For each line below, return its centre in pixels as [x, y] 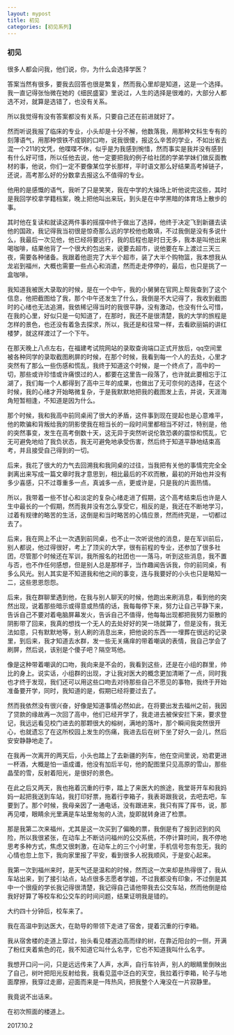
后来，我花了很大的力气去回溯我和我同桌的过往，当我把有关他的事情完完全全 [117, 465]
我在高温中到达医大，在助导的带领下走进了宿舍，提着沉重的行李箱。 [105, 926]
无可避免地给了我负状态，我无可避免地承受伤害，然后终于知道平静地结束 [111, 441]
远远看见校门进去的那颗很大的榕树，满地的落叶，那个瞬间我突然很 [120, 723]
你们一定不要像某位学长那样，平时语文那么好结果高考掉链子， [138, 166]
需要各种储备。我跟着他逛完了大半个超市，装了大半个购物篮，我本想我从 [123, 257]
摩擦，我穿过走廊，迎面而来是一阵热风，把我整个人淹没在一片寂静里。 [114, 982]
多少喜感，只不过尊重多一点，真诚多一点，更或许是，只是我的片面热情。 [111, 483]
